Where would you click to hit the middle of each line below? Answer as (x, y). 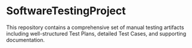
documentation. (26, 40)
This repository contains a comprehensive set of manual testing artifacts (95, 27)
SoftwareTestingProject (66, 11)
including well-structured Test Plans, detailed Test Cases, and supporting (96, 33)
